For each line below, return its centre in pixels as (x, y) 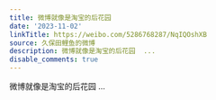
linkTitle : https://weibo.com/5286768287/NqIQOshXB (108, 34)
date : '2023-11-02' (46, 26)
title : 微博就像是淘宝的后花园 (60, 18)
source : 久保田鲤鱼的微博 (53, 43)
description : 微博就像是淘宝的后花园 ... (82, 51)
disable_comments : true (54, 59)
